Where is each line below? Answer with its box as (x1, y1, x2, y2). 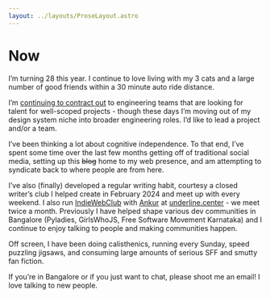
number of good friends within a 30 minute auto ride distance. (8, 82, 215, 91)
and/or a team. (8, 123, 58, 133)
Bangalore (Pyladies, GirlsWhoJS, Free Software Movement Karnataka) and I (8, 215, 263, 225)
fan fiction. (8, 256, 44, 266)
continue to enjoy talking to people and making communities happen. (8, 223, 238, 233)
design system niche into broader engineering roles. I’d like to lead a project (8, 115, 260, 124)
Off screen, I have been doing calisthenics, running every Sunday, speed (8, 239, 250, 249)
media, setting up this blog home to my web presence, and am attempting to (8, 156, 262, 166)
